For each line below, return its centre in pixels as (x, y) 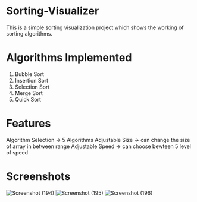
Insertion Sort (32, 80)
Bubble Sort (29, 74)
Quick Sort (28, 99)
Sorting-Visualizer (53, 11)
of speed (17, 152)
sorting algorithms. (29, 33)
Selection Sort (32, 87)
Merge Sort (29, 93)
